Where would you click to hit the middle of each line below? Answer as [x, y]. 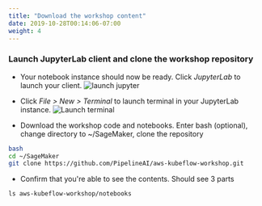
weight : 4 [25, 31]
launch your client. [51, 85]
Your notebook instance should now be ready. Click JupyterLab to [130, 77]
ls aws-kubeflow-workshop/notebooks [70, 194]
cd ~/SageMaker [34, 156]
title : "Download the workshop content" [78, 16]
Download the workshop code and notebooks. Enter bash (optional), [134, 125]
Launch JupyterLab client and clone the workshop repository [131, 59]
